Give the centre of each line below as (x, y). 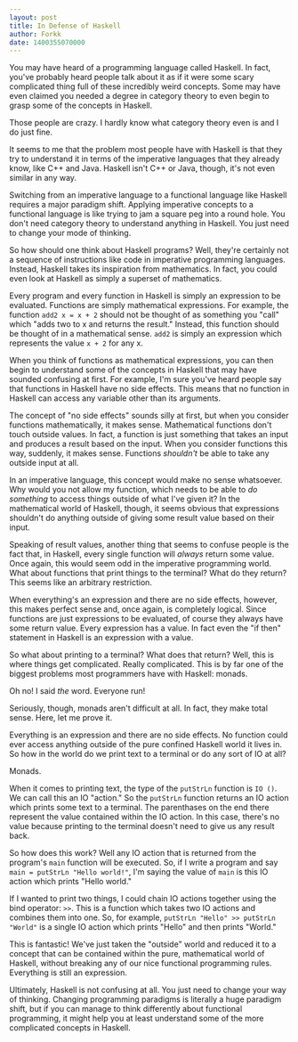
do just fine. (31, 132)
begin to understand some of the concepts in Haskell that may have (133, 370)
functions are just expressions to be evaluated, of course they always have (146, 619)
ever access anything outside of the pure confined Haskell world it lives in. (146, 745)
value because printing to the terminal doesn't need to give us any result (142, 826)
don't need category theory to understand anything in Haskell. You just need (149, 224)
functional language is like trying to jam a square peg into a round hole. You (148, 214)
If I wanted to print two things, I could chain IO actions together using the (143, 899)
